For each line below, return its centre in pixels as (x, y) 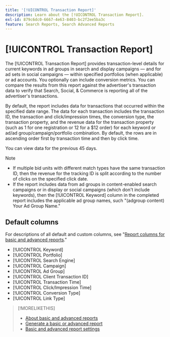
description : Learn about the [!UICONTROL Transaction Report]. (75, 15)
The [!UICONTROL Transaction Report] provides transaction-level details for (85, 64)
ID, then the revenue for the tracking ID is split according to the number (87, 173)
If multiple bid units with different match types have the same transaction (89, 168)
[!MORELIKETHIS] (36, 308)
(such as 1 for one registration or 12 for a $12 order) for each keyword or (81, 127)
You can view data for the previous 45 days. (51, 148)
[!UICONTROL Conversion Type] (46, 293)
